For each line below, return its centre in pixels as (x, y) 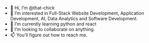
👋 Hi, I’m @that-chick (32, 8)
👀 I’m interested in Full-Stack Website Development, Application (77, 13)
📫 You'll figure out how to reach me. (49, 35)
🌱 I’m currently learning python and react (53, 24)
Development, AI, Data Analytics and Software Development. (74, 18)
